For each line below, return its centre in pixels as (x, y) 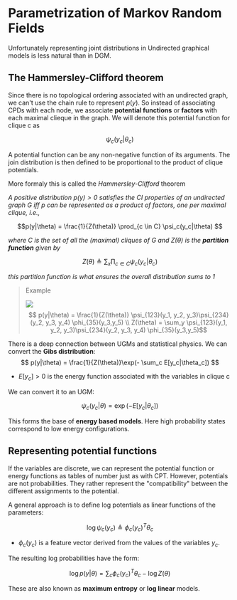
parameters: (26, 512)
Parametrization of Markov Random (115, 13)
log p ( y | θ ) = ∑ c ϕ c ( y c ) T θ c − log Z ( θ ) (120, 574)
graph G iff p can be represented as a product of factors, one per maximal (117, 205)
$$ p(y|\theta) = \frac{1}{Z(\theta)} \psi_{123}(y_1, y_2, (107, 315)
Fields (26, 28)
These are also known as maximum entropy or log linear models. (104, 589)
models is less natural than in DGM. (60, 56)
